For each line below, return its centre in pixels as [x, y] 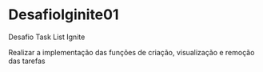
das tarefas [27, 61]
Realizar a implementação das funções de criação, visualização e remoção [131, 52]
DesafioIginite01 [64, 15]
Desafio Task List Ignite [47, 37]
